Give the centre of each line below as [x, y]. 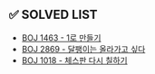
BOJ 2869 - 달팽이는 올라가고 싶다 [83, 49]
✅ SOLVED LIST [53, 15]
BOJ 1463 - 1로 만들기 [61, 37]
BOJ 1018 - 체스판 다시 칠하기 [74, 60]
